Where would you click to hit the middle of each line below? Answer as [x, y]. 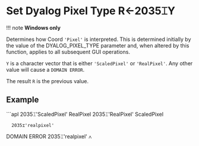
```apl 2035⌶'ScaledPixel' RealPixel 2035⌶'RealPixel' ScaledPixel [85, 114]
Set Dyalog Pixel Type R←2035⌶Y [91, 11]
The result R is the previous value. [48, 81]
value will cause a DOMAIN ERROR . [45, 69]
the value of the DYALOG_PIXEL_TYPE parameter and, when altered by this [98, 45]
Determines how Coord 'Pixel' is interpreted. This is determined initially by [99, 39]
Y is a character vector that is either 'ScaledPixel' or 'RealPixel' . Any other [99, 63]
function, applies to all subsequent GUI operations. [68, 52]
